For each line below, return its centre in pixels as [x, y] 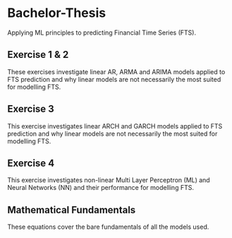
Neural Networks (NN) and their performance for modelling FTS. [100, 188]
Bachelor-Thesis [57, 13]
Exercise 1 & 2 [38, 55]
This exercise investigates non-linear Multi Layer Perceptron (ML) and [109, 180]
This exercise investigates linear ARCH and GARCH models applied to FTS [115, 126]
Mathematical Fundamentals [72, 210]
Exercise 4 [31, 163]
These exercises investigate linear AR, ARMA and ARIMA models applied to [116, 71]
